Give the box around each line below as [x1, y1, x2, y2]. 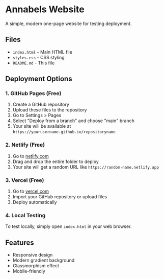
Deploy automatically [12, 199, 57, 205]
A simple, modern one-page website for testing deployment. [5, 20, 132, 27]
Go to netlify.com [12, 153, 49, 159]
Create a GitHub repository [12, 101, 70, 108]
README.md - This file [12, 60, 55, 66]
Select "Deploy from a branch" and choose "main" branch [12, 118, 135, 124]
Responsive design [12, 252, 53, 258]
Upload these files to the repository [12, 107, 87, 113]
